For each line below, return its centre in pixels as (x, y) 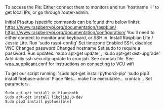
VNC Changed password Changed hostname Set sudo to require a (73, 48)
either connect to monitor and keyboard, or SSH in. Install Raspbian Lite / (79, 37)
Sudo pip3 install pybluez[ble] (38, 102)
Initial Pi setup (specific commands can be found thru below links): (73, 22)
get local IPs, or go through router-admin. (47, 12)
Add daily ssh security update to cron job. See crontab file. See (70, 58)
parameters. (18, 84)
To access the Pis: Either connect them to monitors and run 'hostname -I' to (82, 7)
